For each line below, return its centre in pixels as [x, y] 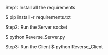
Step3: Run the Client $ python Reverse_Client [54, 47]
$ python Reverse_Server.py [35, 37]
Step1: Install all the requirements [40, 7]
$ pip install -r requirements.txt [38, 17]
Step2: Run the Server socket [37, 27]
